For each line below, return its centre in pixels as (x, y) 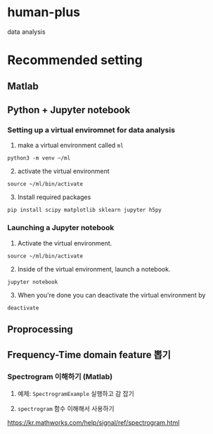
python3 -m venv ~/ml (39, 158)
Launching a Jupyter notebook (61, 228)
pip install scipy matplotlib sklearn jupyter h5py (84, 210)
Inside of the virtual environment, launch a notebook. (94, 269)
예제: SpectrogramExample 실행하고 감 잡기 (76, 393)
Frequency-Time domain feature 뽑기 (89, 355)
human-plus (44, 12)
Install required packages (54, 197)
